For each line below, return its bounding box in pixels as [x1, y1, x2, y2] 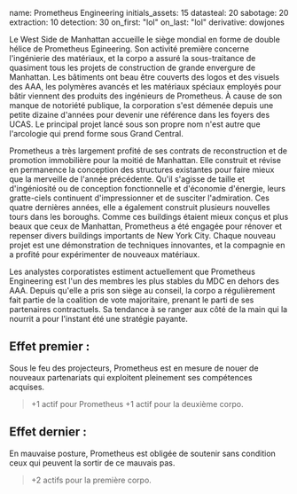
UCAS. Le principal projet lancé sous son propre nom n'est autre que [9, 119, 261, 129]
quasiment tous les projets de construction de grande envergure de [9, 62, 255, 73]
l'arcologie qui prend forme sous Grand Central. [9, 129, 184, 138]
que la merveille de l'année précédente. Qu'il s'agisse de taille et [9, 174, 246, 184]
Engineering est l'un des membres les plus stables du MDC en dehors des [9, 276, 279, 286]
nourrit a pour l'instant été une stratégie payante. [9, 314, 189, 324]
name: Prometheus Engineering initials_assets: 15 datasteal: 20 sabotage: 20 [9, 8, 289, 18]
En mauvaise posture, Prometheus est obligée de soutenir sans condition [9, 448, 277, 459]
